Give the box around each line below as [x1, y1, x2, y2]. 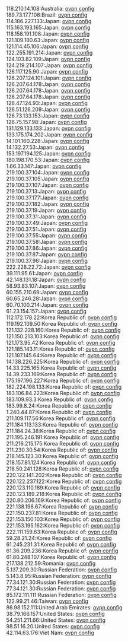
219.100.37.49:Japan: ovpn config [6, 220, 88, 226]
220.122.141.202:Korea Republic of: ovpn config [6, 472, 122, 478]
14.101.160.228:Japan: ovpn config [6, 138, 90, 144]
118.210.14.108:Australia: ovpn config [6, 5, 95, 12]
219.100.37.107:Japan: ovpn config [6, 182, 89, 189]
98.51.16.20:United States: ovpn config [6, 623, 100, 630]
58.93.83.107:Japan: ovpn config [6, 282, 86, 290]
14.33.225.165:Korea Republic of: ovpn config [6, 364, 117, 371]
